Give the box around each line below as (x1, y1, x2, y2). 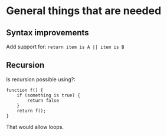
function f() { (6, 87, 44, 93)
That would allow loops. (6, 123, 64, 130)
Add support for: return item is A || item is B (6, 43, 125, 50)
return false (27, 97, 60, 104)
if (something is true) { (17, 92, 81, 98)
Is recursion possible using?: (6, 75, 76, 83)
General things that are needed (6, 4, 162, 18)
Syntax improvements (6, 28, 90, 38)
